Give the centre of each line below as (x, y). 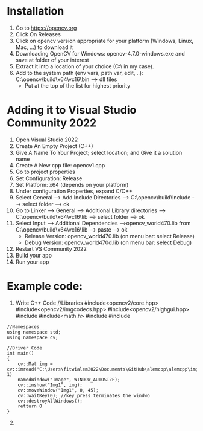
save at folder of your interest (52, 60)
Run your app (32, 262)
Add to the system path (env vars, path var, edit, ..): (79, 73)
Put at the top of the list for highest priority (77, 85)
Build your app (34, 255)
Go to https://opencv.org (46, 28)
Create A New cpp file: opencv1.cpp (60, 165)
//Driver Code (25, 348)
